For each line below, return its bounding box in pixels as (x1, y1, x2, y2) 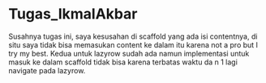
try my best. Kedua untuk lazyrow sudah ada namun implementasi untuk (8, 48, 250, 58)
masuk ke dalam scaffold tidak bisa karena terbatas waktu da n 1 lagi (8, 57, 238, 67)
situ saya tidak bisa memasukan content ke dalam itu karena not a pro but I (8, 39, 258, 49)
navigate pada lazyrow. (8, 65, 86, 75)
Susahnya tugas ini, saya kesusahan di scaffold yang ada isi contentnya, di (8, 31, 258, 41)
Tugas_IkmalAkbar (8, 5, 138, 23)
